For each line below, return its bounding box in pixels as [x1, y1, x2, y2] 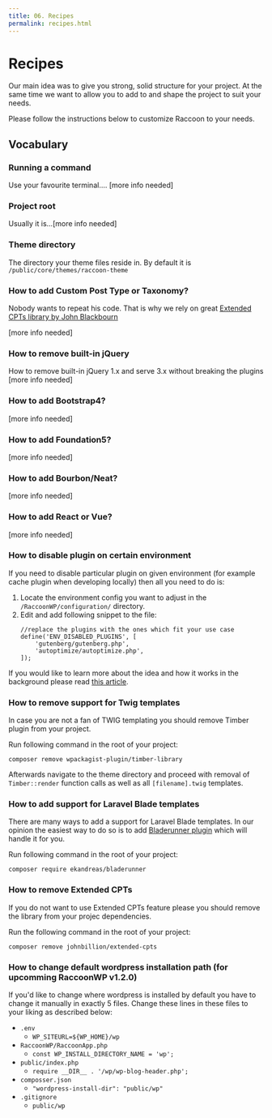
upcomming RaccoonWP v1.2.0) [8, 971, 138, 983]
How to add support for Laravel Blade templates [8, 799, 200, 810]
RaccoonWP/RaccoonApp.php [19, 1041, 108, 1050]
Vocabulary [8, 137, 69, 151]
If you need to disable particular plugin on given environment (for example [8, 568, 256, 578]
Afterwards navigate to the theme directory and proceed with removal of [8, 769, 250, 779]
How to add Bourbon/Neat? [8, 472, 118, 483]
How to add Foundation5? [8, 434, 112, 445]
